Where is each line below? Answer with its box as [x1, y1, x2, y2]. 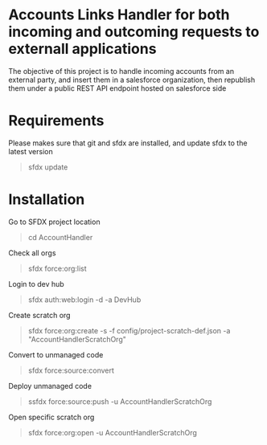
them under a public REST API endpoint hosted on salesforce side [8, 83, 227, 93]
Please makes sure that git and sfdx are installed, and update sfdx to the [8, 138, 248, 148]
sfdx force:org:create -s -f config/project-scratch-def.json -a [27, 325, 231, 335]
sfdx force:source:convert [27, 365, 115, 375]
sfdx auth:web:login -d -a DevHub [27, 295, 142, 304]
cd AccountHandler [27, 232, 93, 242]
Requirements [8, 112, 105, 130]
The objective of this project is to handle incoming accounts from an [8, 66, 235, 76]
